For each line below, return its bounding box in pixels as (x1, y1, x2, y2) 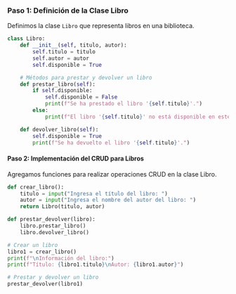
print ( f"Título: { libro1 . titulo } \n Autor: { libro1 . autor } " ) (7, 261, 184, 269)
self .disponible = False (44, 94, 118, 101)
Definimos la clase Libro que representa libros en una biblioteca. (7, 22, 195, 30)
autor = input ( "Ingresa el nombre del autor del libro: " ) (20, 196, 197, 204)
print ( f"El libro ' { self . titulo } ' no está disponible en (44, 113, 216, 120)
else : (32, 107, 49, 114)
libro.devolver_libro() (20, 229, 90, 236)
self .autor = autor (32, 55, 90, 62)
